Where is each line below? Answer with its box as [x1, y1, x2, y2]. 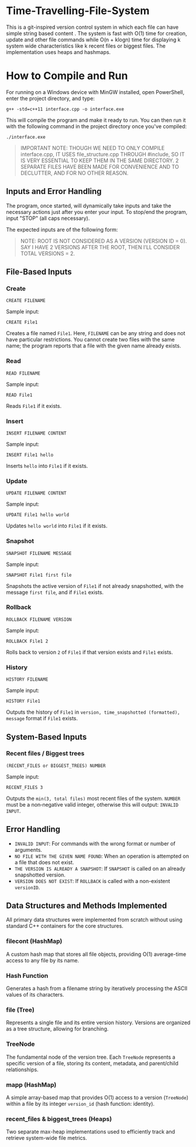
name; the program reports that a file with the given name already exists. [6, 342, 181, 349]
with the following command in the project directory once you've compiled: [6, 122, 187, 130]
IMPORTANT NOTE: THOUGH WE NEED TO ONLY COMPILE [20, 144, 165, 151]
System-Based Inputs [6, 732, 87, 742]
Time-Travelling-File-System [6, 4, 150, 18]
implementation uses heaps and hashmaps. [6, 48, 111, 55]
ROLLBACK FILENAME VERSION [6, 616, 72, 623]
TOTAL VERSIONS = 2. [20, 250, 75, 257]
